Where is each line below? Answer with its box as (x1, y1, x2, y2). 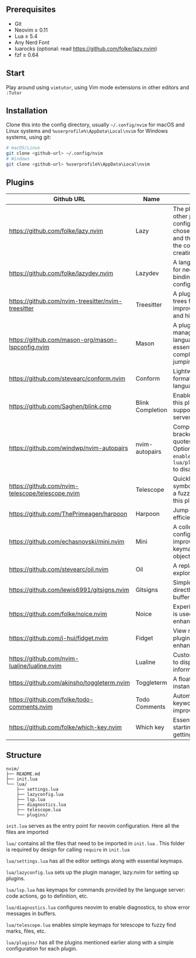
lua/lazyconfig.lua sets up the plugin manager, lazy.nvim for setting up (6, 869, 179, 876)
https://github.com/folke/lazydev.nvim (9, 269, 114, 277)
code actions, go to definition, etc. (6, 892, 89, 900)
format (173, 374, 191, 382)
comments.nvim (9, 702, 53, 711)
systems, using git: (6, 134, 51, 141)
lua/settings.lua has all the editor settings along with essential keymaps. (6, 857, 184, 864)
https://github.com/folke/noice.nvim (9, 609, 107, 618)
